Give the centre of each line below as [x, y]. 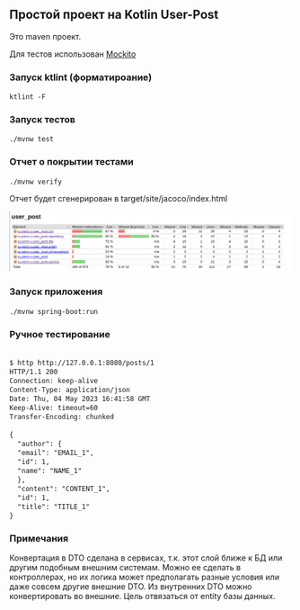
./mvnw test [31, 139]
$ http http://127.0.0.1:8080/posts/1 [82, 363]
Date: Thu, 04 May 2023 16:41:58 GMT [80, 399]
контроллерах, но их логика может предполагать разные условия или [145, 577]
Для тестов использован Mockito [73, 54]
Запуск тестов [43, 120]
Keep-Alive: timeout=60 [54, 408]
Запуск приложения [56, 292]
